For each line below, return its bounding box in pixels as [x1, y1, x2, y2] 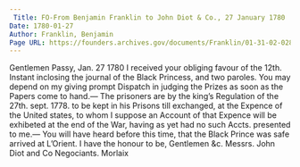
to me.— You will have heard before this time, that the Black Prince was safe [9, 129, 290, 139]
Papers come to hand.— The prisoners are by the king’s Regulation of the [9, 91, 279, 102]
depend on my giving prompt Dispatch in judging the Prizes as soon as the [9, 81, 284, 92]
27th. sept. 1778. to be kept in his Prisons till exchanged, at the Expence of [9, 100, 283, 112]
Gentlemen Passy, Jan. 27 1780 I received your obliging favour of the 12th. [9, 63, 283, 73]
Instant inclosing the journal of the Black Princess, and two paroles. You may [9, 72, 291, 83]
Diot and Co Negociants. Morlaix [9, 148, 129, 159]
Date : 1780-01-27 [9, 21, 74, 30]
